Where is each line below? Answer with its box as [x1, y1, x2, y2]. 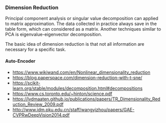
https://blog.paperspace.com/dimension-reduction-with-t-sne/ [12, 74, 142, 80]
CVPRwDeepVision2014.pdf [12, 112, 70, 118]
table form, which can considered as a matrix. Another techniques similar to [5, 26, 161, 32]
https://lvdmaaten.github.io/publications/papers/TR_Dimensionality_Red [12, 96, 160, 102]
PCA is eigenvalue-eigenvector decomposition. [5, 32, 102, 38]
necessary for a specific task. [5, 47, 66, 53]
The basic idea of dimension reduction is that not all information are [5, 41, 144, 47]
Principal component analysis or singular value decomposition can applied [5, 16, 158, 22]
